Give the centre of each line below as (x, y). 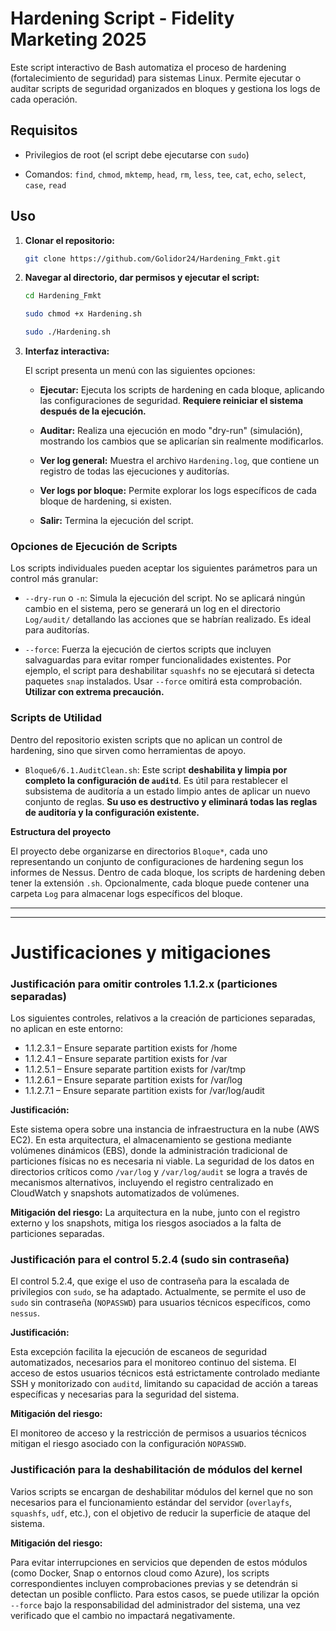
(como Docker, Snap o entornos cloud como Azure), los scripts (140, 1573)
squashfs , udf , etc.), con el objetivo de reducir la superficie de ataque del (160, 1513)
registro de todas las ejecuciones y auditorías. (134, 471)
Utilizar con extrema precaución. (94, 692)
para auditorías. (57, 630)
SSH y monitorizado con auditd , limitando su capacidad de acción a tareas (164, 1384)
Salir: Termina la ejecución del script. (116, 521)
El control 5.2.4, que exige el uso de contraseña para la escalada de (150, 1281)
